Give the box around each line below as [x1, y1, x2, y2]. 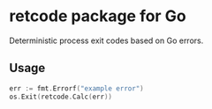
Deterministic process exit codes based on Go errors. [9, 35, 204, 46]
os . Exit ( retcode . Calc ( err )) [9, 92, 113, 101]
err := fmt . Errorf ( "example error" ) [9, 84, 144, 93]
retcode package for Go [9, 6, 187, 26]
